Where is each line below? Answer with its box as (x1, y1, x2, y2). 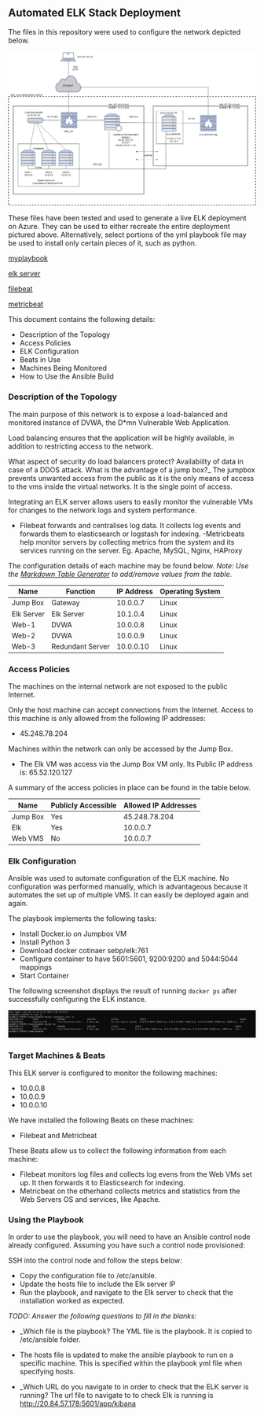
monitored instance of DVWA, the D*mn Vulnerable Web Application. (8, 417, 230, 427)
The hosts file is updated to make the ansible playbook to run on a (19, 1350, 234, 1359)
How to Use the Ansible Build (19, 372, 114, 381)
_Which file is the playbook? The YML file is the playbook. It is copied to (19, 1326, 253, 1336)
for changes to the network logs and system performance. (8, 505, 197, 515)
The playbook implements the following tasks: (8, 914, 157, 923)
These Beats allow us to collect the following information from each (8, 1145, 226, 1155)
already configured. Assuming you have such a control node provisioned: (8, 1240, 245, 1250)
